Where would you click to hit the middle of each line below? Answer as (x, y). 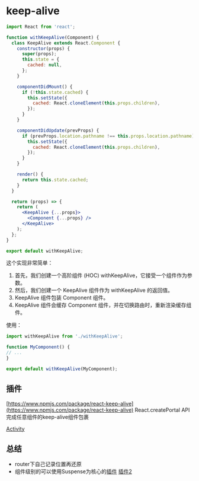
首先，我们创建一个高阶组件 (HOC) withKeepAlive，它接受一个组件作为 (101, 275)
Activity (15, 429)
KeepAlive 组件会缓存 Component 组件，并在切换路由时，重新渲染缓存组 (103, 305)
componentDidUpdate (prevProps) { (58, 130)
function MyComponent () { (38, 347)
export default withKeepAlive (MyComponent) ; (62, 369)
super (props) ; (39, 54)
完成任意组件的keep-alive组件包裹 (48, 417)
